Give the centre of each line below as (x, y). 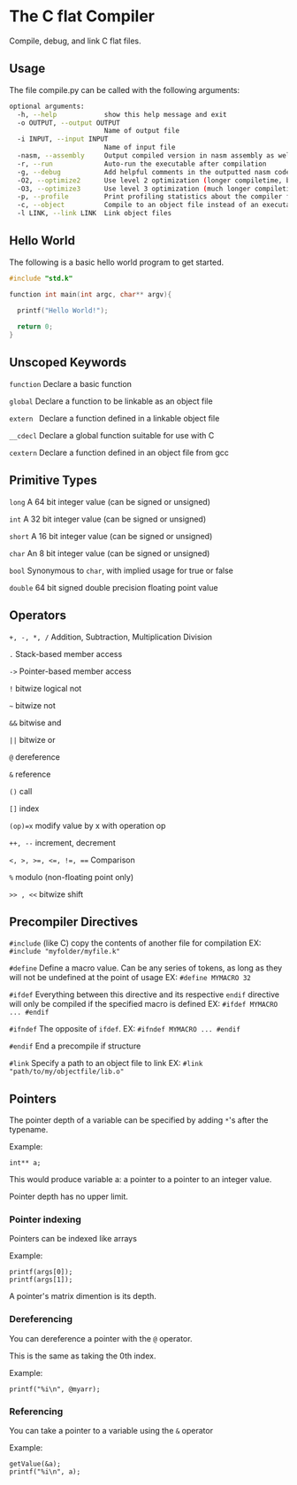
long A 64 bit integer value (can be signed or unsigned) (110, 501)
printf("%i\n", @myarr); (55, 1389)
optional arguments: (47, 106)
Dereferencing (41, 1319)
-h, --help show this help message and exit (122, 114)
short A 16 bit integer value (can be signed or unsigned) (111, 536)
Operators (38, 616)
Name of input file (140, 148)
